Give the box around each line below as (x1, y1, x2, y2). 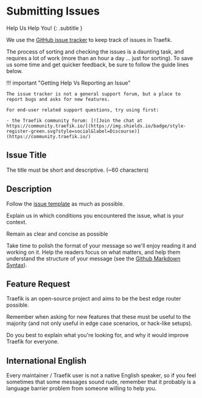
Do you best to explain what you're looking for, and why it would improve (6, 332, 189, 339)
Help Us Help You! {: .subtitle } (6, 24, 83, 32)
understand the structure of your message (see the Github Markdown (6, 254, 181, 262)
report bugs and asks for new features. (6, 96, 111, 102)
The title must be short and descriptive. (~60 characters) (6, 166, 149, 173)
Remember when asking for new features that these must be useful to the (6, 313, 191, 321)
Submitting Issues (6, 4, 100, 18)
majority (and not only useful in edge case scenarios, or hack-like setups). (6, 319, 193, 327)
